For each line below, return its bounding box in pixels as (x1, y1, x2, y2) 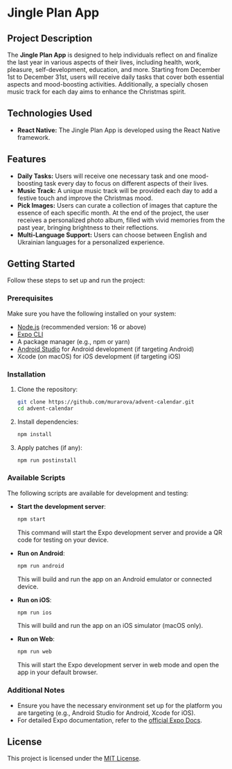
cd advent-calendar (17, 405, 74, 412)
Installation (7, 369, 46, 379)
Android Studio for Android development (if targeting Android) (17, 345, 195, 353)
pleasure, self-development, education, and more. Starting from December (7, 66, 221, 73)
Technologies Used (7, 107, 92, 119)
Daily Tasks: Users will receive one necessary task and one (17, 172, 188, 180)
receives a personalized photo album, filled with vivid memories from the (17, 216, 225, 224)
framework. (17, 133, 51, 141)
